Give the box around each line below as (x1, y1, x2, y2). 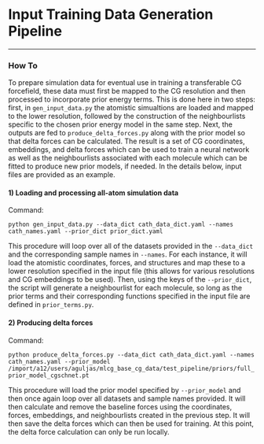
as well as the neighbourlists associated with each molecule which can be (8, 154, 247, 163)
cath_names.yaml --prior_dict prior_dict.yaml (8, 228, 163, 235)
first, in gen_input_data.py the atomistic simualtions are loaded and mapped (8, 103, 254, 113)
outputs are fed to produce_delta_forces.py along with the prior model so (8, 128, 246, 138)
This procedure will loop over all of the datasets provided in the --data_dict (8, 242, 254, 251)
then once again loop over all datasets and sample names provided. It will (8, 394, 246, 403)
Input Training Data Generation (8, 6, 214, 24)
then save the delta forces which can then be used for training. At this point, (8, 419, 254, 428)
